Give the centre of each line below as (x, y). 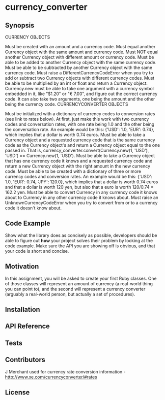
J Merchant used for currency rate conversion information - (66, 371)
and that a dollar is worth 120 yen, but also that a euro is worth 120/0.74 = (79, 187)
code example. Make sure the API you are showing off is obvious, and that (80, 246)
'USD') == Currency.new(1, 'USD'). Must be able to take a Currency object (80, 156)
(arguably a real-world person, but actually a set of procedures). (70, 294)
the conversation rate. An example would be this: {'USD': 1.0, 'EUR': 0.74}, (80, 129)
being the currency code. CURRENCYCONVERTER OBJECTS (67, 104)
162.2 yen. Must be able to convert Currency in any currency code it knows (81, 192)
